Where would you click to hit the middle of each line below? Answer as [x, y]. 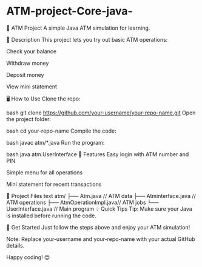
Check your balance [32, 51]
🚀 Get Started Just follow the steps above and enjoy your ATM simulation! [98, 227]
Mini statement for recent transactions [54, 184]
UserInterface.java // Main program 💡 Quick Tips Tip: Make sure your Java [99, 209]
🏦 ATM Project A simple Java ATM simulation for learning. [78, 28]
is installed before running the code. [52, 216]
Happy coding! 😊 [28, 257]
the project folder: [29, 119]
